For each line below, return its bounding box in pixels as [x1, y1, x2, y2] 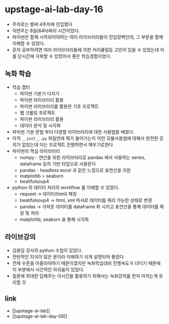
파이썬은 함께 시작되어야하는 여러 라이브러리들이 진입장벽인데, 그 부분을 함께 [12, 34, 163, 40]
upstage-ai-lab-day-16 [5, 4, 103, 15]
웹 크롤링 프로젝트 [19, 109, 55, 115]
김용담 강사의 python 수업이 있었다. [12, 247, 83, 253]
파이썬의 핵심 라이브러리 [12, 148, 61, 154]
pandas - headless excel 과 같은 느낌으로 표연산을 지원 [19, 167, 131, 173]
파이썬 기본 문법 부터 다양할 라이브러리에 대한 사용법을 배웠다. [12, 129, 135, 135]
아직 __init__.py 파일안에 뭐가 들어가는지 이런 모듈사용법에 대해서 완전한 [12, 135, 158, 141]
